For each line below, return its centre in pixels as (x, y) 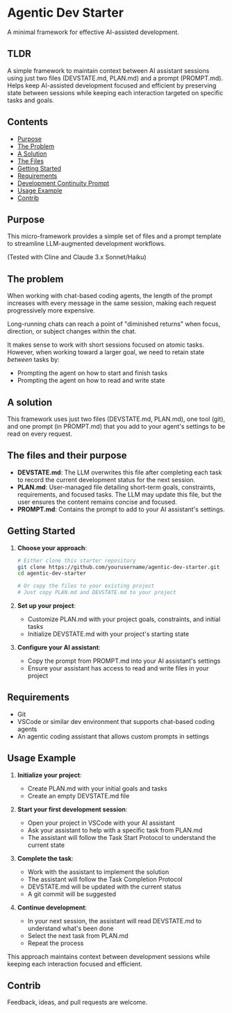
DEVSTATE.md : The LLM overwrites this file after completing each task (119, 472)
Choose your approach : (52, 547)
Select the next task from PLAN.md (78, 935)
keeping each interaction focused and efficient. (75, 964)
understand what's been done (71, 928)
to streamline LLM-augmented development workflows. (86, 244)
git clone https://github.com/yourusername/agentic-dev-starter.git (118, 567)
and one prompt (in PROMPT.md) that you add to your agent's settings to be (116, 426)
